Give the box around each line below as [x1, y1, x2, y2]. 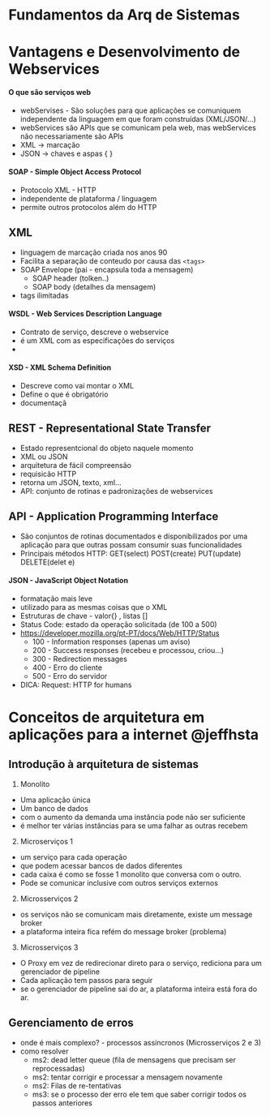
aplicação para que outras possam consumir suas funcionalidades [19, 539, 242, 549]
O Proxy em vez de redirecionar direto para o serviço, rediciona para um [19, 958, 262, 968]
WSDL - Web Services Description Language [8, 309, 162, 319]
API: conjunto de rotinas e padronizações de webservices [19, 486, 213, 496]
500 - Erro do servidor [32, 671, 108, 680]
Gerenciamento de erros [8, 1016, 134, 1030]
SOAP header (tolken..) [32, 273, 109, 283]
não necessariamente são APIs [19, 131, 124, 141]
